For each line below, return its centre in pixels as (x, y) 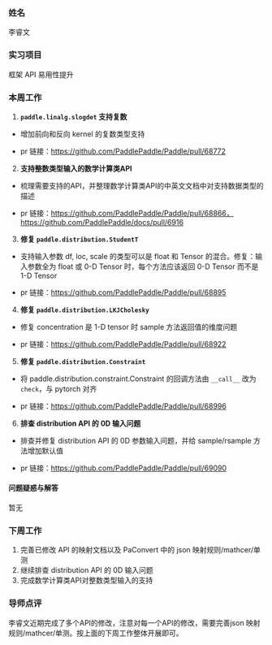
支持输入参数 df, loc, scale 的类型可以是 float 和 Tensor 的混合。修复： (138, 256)
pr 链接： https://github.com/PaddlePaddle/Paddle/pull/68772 (123, 151)
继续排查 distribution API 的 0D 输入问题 (86, 570)
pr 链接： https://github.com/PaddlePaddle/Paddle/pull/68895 (123, 292)
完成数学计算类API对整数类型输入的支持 (86, 580)
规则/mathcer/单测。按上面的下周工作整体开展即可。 (96, 633)
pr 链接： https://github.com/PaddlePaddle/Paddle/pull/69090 (123, 468)
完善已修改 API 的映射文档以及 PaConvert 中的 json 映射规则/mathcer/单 (140, 550)
